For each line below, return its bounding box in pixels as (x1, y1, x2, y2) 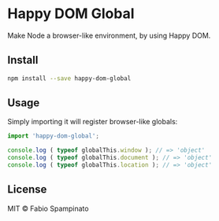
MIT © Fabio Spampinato (7, 204, 89, 213)
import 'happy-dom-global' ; (7, 132, 100, 140)
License (7, 182, 47, 197)
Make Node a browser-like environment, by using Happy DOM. (7, 31, 211, 40)
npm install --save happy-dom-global (7, 74, 132, 83)
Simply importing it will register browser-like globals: (7, 117, 178, 127)
